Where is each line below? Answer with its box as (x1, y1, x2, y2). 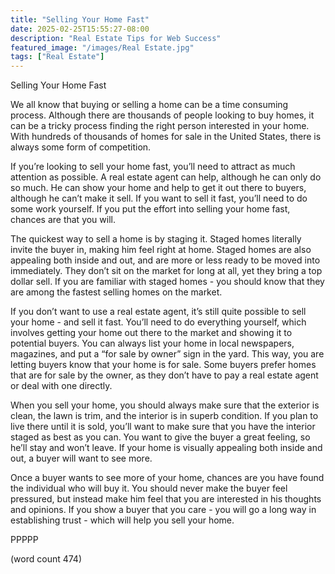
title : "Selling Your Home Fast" (10, 14, 150, 25)
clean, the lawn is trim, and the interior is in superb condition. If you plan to (10, 410, 319, 422)
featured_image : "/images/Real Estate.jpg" (10, 42, 195, 53)
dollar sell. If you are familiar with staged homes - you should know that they (10, 276, 325, 288)
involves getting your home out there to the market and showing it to (10, 327, 293, 339)
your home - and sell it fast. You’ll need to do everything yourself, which (10, 316, 307, 328)
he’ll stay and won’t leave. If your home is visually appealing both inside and (10, 442, 323, 454)
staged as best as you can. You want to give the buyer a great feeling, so (10, 431, 311, 443)
